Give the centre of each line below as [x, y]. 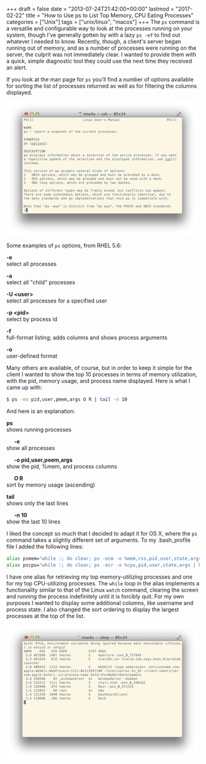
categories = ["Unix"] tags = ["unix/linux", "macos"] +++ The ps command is [103, 22]
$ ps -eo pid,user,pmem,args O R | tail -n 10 [67, 399]
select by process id [32, 319]
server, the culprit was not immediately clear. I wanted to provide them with [101, 54]
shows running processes [39, 430]
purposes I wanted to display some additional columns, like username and [100, 603]
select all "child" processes [41, 282]
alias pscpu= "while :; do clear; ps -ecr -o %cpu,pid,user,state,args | [101, 565]
